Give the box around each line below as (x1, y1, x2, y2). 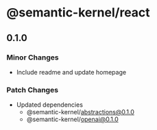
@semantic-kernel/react (6, 5, 150, 21)
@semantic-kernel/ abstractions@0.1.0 (26, 108, 134, 116)
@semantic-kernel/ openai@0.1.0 (26, 115, 119, 124)
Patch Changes (6, 85, 59, 94)
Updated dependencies (16, 101, 84, 109)
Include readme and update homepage (16, 68, 127, 76)
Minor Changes (6, 53, 59, 62)
